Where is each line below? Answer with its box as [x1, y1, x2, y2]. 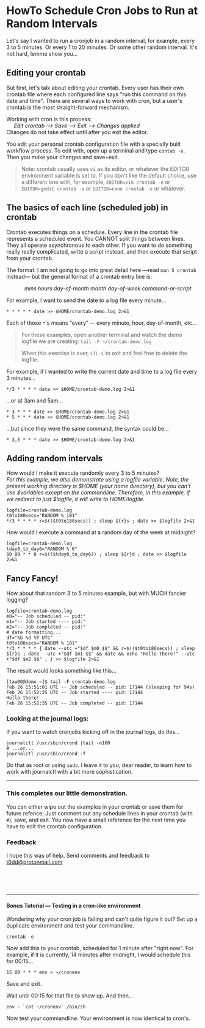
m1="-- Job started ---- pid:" [6, 619, 86, 625]
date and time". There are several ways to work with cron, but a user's [6, 97, 183, 104]
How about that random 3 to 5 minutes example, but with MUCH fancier [6, 589, 187, 597]
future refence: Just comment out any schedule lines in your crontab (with [6, 809, 193, 817]
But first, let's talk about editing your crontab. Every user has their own [6, 84, 184, 91]
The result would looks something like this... [6, 667, 117, 675]
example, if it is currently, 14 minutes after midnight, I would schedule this [6, 951, 191, 959]
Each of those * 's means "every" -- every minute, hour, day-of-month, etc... [6, 319, 197, 327]
